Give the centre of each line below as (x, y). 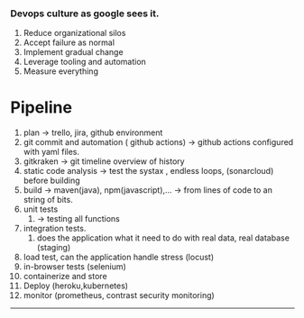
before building (51, 181)
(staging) (54, 248)
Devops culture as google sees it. (85, 14)
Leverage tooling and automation (85, 62)
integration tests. (55, 229)
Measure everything (60, 71)
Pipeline (41, 108)
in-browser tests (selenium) (75, 267)
